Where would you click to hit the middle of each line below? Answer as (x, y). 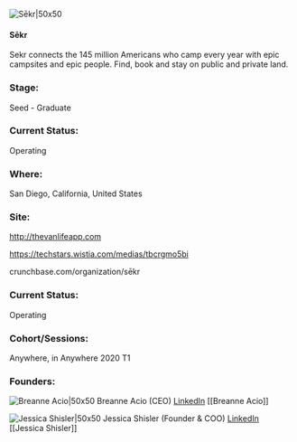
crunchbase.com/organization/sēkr (75, 272)
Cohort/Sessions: (49, 338)
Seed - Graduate (41, 108)
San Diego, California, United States (76, 193)
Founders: (32, 381)
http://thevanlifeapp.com (56, 237)
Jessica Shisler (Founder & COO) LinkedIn (181, 418)
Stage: (24, 88)
